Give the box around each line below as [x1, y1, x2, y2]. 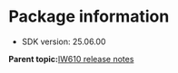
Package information [8, 6, 170, 27]
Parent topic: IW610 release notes [8, 53, 134, 64]
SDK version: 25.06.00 [21, 36, 106, 47]
